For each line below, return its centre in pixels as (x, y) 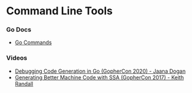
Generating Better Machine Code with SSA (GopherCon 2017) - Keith (99, 77)
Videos (17, 58)
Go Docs (19, 30)
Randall (24, 83)
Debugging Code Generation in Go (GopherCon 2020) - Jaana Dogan (100, 71)
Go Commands (33, 42)
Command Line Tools (60, 11)
